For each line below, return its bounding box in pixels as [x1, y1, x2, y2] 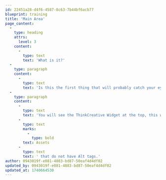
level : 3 [18, 39, 37, 44]
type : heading [14, 30, 43, 35]
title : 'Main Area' [5, 16, 45, 21]
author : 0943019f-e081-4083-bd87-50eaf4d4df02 [5, 158, 103, 163]
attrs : [14, 35, 28, 40]
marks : [23, 126, 37, 131]
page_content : [5, 21, 35, 26]
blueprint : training [5, 12, 48, 17]
